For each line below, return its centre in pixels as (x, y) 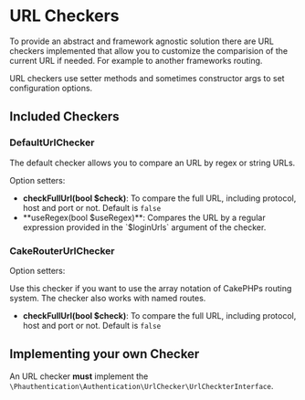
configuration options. (51, 88)
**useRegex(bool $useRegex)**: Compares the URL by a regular (144, 217)
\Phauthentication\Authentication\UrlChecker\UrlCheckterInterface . (142, 385)
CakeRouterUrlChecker (62, 250)
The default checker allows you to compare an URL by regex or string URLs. (152, 163)
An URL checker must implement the (79, 376)
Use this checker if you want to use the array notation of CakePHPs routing (151, 288)
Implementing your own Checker (105, 354)
